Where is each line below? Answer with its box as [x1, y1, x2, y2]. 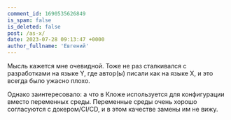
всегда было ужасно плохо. [7, 77, 91, 84]
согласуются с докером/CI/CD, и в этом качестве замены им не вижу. [7, 105, 218, 113]
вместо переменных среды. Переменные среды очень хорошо [7, 98, 197, 105]
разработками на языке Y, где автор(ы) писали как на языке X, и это [7, 69, 213, 77]
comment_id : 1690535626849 [7, 10, 86, 17]
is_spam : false [7, 17, 52, 24]
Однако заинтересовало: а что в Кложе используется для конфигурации [7, 90, 225, 98]
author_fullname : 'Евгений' [7, 43, 90, 50]
